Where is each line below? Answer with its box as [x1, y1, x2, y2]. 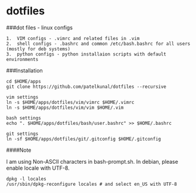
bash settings [6, 115, 42, 121]
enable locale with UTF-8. [6, 164, 70, 171]
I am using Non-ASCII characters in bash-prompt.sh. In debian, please [6, 158, 179, 165]
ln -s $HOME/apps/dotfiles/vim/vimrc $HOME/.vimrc [6, 99, 135, 105]
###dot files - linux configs [6, 24, 73, 31]
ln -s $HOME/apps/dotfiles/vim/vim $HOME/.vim [6, 105, 124, 111]
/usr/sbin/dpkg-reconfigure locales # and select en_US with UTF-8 [6, 181, 178, 187]
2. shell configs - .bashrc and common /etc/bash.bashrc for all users [6, 41, 191, 47]
